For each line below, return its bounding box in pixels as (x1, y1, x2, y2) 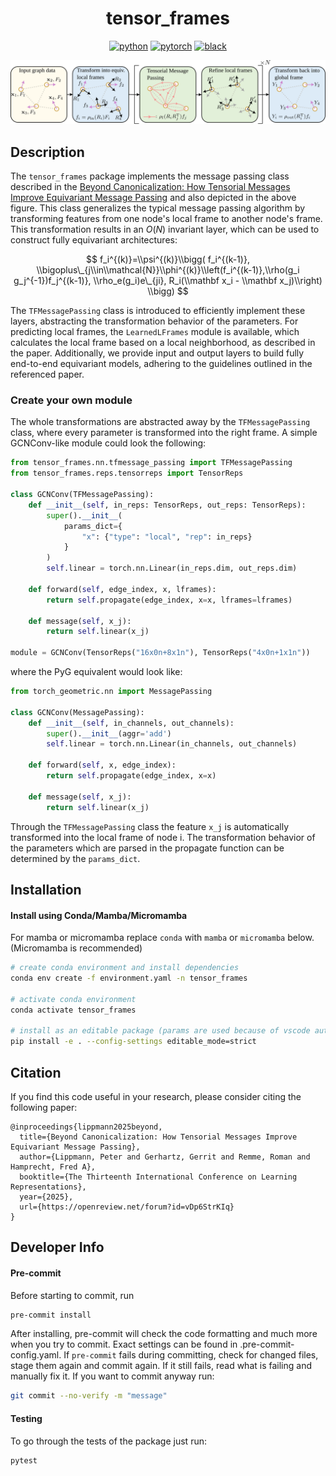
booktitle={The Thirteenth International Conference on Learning (19, 1172, 298, 1182)
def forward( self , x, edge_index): (28, 760, 177, 771)
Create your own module (10, 393, 133, 407)
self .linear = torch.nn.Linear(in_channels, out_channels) (46, 739, 298, 749)
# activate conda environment (10, 994, 137, 1004)
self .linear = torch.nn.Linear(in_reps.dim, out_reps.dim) (46, 563, 298, 574)
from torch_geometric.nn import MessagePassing (10, 687, 213, 697)
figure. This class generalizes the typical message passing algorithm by (10, 202, 306, 214)
